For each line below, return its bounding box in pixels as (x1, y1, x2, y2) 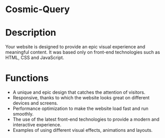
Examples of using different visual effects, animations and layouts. (12, 127, 153, 133)
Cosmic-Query (5, 4, 70, 15)
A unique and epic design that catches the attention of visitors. (12, 89, 146, 95)
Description (5, 27, 56, 39)
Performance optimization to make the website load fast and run (12, 105, 149, 112)
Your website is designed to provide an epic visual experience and (5, 44, 146, 50)
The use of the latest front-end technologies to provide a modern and (12, 116, 160, 123)
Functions (5, 72, 49, 84)
